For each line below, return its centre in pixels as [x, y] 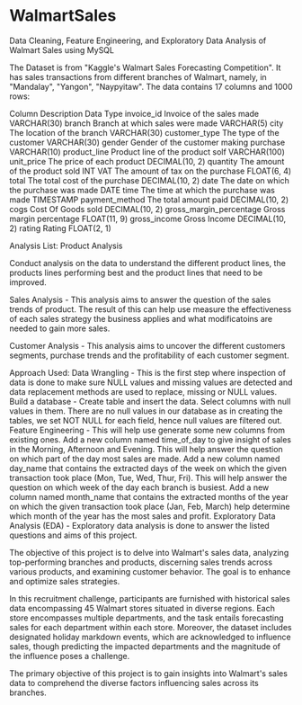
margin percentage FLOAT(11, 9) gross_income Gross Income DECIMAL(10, [147, 219]
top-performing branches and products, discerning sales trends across [141, 562]
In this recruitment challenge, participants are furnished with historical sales [150, 598]
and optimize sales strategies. [65, 581]
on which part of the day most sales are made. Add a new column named [145, 459]
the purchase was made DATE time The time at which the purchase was [142, 190]
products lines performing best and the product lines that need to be [136, 272]
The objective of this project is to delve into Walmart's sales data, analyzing [149, 552]
